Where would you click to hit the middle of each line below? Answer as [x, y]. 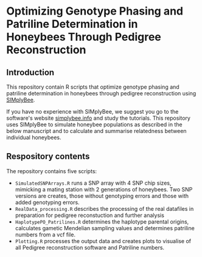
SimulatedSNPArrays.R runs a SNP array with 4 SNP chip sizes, [93, 183]
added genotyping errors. [47, 202]
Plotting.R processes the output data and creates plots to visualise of [103, 241]
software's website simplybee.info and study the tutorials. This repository [98, 118]
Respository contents [48, 156]
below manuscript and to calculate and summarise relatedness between [96, 131]
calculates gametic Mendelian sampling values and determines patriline [105, 228]
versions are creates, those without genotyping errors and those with [102, 196]
